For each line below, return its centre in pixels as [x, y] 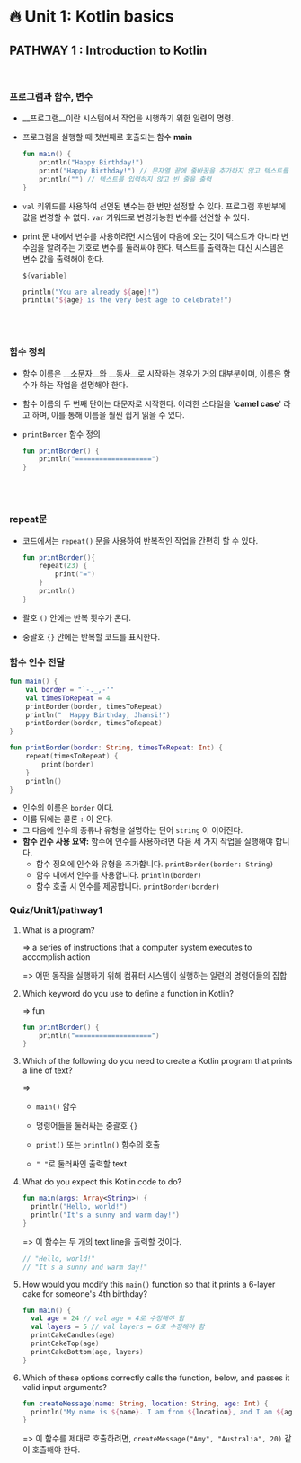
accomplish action [56, 957]
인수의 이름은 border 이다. [68, 808]
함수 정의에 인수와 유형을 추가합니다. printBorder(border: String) [155, 864]
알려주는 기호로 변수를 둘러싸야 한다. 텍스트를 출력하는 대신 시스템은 [165, 247]
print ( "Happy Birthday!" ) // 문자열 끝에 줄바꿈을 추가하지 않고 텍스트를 [164, 171]
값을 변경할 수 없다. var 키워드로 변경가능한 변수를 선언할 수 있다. [136, 217]
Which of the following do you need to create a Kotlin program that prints [157, 1061]
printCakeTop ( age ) [65, 1344]
